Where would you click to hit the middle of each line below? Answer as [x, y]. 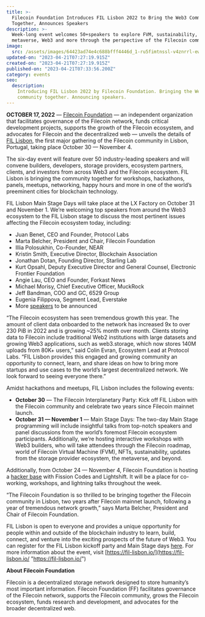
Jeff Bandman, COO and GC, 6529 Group [67, 293]
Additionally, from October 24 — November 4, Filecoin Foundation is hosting [102, 470]
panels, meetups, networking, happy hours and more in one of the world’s [99, 184]
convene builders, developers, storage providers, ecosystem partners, [95, 165]
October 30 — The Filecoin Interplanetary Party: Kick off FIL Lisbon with [106, 400]
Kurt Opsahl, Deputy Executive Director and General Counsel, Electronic [106, 267]
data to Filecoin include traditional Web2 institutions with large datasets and [102, 337]
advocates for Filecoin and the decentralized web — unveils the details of [99, 134]
